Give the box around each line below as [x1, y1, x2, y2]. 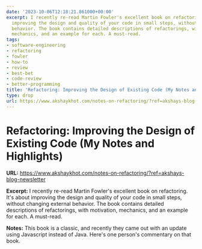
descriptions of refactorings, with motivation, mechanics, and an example [6, 206, 188, 214]
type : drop [6, 92, 34, 98]
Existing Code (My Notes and [6, 136, 155, 150]
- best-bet [6, 70, 34, 76]
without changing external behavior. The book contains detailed [6, 200, 164, 207]
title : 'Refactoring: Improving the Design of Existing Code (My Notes [6, 87, 189, 93]
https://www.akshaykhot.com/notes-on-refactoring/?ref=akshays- [19, 169, 185, 176]
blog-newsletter [6, 175, 46, 183]
